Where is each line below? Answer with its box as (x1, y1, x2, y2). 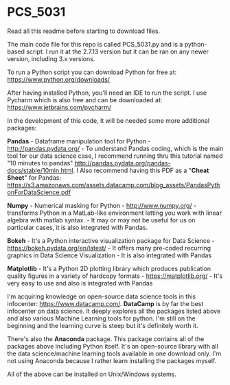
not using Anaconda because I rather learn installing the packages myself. (7, 356, 217, 364)
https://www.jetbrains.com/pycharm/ (7, 103, 112, 111)
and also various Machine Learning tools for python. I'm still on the (7, 314, 196, 323)
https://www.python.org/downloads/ (7, 75, 111, 83)
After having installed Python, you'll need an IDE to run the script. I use (7, 89, 207, 97)
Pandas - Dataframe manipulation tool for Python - (7, 137, 151, 145)
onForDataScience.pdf (7, 188, 71, 196)
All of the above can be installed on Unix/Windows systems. (7, 370, 177, 378)
